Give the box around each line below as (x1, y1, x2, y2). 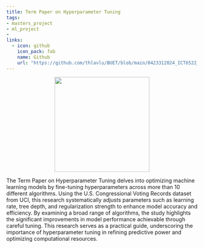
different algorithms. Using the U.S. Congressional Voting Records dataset (6, 190, 192, 197)
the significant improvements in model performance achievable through (6, 215, 186, 222)
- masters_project (6, 20, 53, 26)
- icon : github (12, 43, 50, 49)
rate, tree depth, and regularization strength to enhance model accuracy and (6, 202, 198, 210)
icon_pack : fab (17, 49, 56, 55)
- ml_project (6, 26, 39, 32)
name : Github (17, 54, 50, 60)
